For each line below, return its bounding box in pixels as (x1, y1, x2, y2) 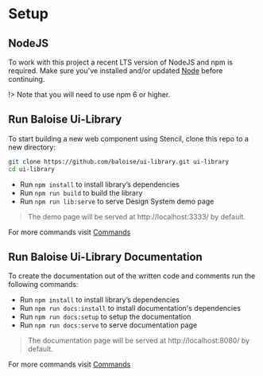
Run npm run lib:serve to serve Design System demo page (19, 196, 215, 206)
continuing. (8, 75, 45, 83)
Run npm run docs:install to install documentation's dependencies (19, 304, 241, 313)
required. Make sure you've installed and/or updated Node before (8, 66, 223, 76)
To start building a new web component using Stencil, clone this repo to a (8, 134, 249, 143)
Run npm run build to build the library (19, 188, 143, 197)
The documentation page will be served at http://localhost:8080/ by (27, 335, 250, 346)
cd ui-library (8, 165, 56, 173)
